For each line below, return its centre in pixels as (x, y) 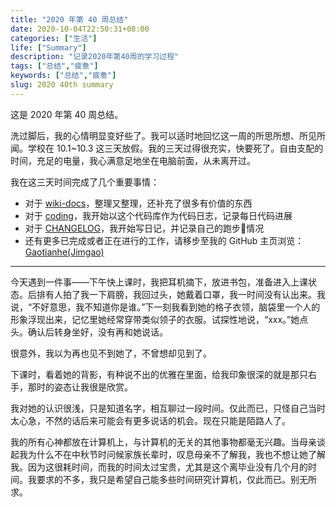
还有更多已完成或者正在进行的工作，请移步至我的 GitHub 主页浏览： (164, 240)
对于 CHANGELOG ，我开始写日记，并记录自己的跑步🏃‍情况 (144, 228)
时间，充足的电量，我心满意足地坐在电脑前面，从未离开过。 (133, 160)
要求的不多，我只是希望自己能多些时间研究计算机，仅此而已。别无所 (176, 479)
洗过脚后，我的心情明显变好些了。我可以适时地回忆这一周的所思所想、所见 (163, 135)
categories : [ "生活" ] (54, 38)
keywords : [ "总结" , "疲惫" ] (63, 76)
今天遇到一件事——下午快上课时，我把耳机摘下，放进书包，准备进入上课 (159, 282)
